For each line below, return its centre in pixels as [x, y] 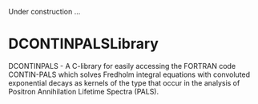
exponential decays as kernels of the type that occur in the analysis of [124, 82]
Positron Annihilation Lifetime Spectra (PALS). [84, 91]
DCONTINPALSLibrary [83, 44]
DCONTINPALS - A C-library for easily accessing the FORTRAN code [122, 66]
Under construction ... [44, 12]
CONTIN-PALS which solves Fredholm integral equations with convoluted [129, 74]
